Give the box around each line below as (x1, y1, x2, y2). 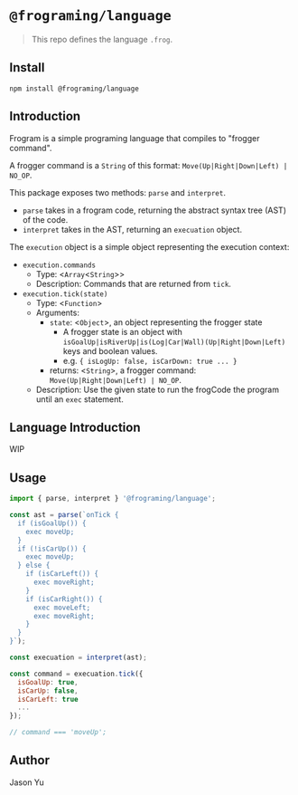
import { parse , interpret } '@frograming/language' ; (9, 494, 217, 503)
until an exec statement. (35, 393, 124, 405)
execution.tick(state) (22, 289, 108, 299)
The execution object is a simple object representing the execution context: (9, 241, 290, 252)
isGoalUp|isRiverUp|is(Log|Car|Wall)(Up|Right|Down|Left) (62, 338, 286, 347)
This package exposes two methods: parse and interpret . (9, 187, 226, 197)
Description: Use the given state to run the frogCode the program (35, 384, 280, 395)
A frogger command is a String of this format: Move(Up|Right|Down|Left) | (9, 159, 288, 170)
